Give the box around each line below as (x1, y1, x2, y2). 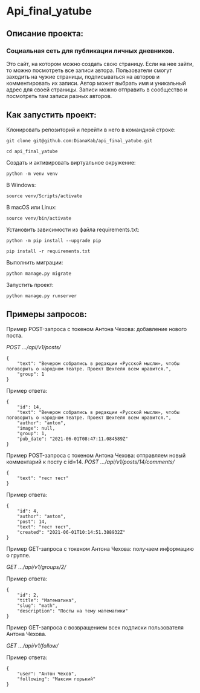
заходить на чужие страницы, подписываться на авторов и (6, 73, 160, 80)
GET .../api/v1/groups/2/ (6, 563, 66, 570)
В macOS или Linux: (6, 203, 57, 211)
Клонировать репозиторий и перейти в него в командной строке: (6, 126, 176, 133)
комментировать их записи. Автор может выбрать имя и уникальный (6, 79, 186, 87)
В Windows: (6, 181, 36, 188)
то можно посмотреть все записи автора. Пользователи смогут (6, 67, 172, 74)
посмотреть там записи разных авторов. (6, 92, 112, 99)
